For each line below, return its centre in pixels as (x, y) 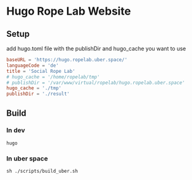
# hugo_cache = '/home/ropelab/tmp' (53, 77)
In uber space (27, 159)
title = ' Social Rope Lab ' (41, 71)
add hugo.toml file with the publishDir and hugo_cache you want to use (96, 48)
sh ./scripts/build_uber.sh (42, 171)
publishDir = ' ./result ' (38, 94)
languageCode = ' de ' (33, 66)
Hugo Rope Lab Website (69, 11)
